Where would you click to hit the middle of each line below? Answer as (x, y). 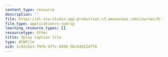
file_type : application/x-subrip (40, 24)
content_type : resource (30, 10)
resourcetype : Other (27, 33)
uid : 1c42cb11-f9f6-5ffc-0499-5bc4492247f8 (51, 47)
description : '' (22, 14)
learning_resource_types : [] (35, 28)
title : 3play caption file (33, 38)
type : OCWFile (20, 42)
